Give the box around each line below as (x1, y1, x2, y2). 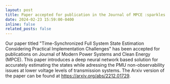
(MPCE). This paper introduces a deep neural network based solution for (5, 57, 158, 63)
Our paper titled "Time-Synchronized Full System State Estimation (5, 40, 144, 46)
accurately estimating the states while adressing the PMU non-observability (5, 62, 165, 68)
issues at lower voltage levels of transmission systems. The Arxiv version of (5, 67, 165, 74)
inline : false (5, 21, 36, 27)
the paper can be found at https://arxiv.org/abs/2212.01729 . (5, 73, 131, 79)
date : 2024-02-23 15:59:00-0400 (5, 17, 74, 22)
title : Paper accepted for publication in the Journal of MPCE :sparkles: (5, 12, 168, 17)
